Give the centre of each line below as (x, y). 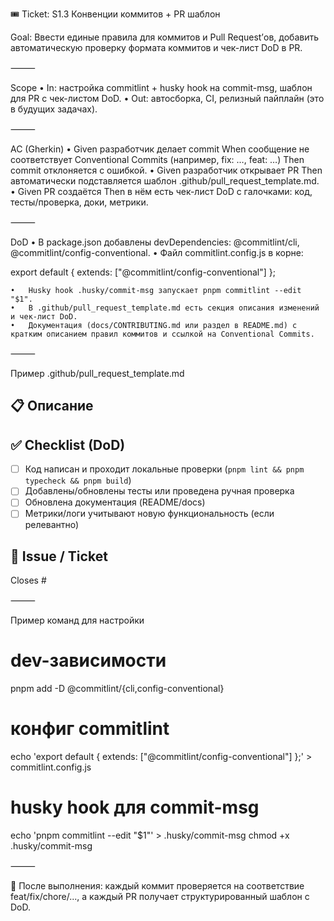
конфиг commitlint (90, 729)
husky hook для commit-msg (135, 807)
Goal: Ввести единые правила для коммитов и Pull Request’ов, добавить (164, 37)
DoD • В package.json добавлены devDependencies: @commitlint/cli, (155, 242)
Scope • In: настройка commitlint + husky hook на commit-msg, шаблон (161, 87)
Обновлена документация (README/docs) (115, 502)
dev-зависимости (88, 660)
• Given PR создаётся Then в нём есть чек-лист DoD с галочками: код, (161, 191)
